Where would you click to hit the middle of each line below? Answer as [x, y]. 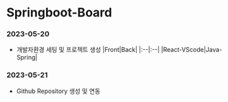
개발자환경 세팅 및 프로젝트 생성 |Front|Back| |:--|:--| [88, 50]
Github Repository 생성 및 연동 [58, 91]
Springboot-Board [59, 13]
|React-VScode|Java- [192, 50]
